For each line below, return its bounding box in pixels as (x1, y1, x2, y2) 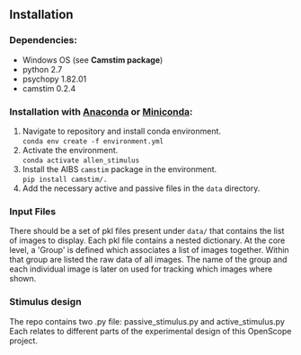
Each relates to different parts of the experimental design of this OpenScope (9, 325, 292, 336)
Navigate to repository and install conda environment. (22, 126, 222, 136)
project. (9, 335, 39, 346)
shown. (9, 273, 37, 284)
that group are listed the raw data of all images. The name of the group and (9, 255, 288, 265)
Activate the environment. (22, 144, 119, 155)
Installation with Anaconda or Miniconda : (9, 105, 193, 117)
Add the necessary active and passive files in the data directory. (22, 183, 261, 194)
